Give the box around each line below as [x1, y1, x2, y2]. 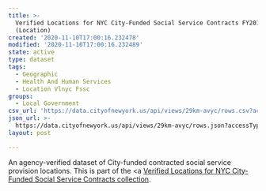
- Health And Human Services [15, 77, 112, 85]
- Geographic [15, 70, 59, 78]
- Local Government [15, 99, 80, 107]
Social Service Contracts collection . [34, 174, 151, 184]
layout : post [8, 129, 51, 137]
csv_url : [8, 107, 37, 115]
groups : [8, 92, 34, 100]
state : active [8, 48, 55, 56]
